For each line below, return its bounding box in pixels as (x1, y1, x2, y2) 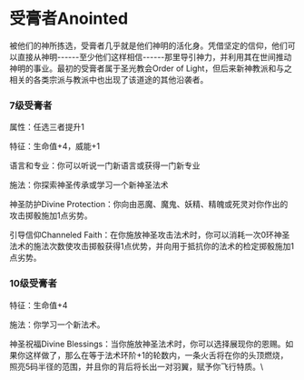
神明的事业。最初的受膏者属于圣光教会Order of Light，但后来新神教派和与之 (9, 63, 292, 74)
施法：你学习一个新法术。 (9, 319, 105, 330)
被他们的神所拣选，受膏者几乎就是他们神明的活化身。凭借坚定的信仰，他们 (9, 40, 288, 51)
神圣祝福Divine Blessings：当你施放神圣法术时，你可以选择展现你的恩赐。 (9, 338, 286, 349)
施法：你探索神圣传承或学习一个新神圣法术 (9, 179, 169, 191)
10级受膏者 (9, 277, 57, 290)
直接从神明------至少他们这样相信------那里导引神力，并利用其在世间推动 (16, 51, 292, 62)
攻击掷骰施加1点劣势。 (9, 210, 93, 221)
